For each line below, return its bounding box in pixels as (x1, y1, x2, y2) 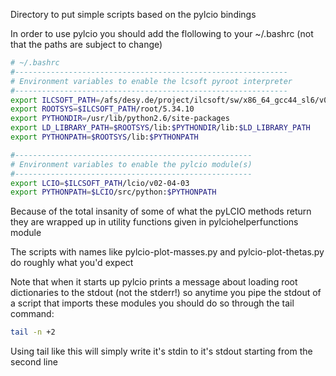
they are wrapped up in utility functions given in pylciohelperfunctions (10, 216, 299, 228)
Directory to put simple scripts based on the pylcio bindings (10, 9, 257, 20)
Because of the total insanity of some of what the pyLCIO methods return (10, 205, 312, 218)
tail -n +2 (10, 327, 56, 338)
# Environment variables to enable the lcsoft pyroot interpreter (10, 76, 293, 86)
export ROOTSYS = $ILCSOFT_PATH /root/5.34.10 (10, 104, 195, 114)
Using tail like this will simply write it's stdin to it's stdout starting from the (10, 345, 313, 358)
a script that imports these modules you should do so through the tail (10, 297, 295, 309)
